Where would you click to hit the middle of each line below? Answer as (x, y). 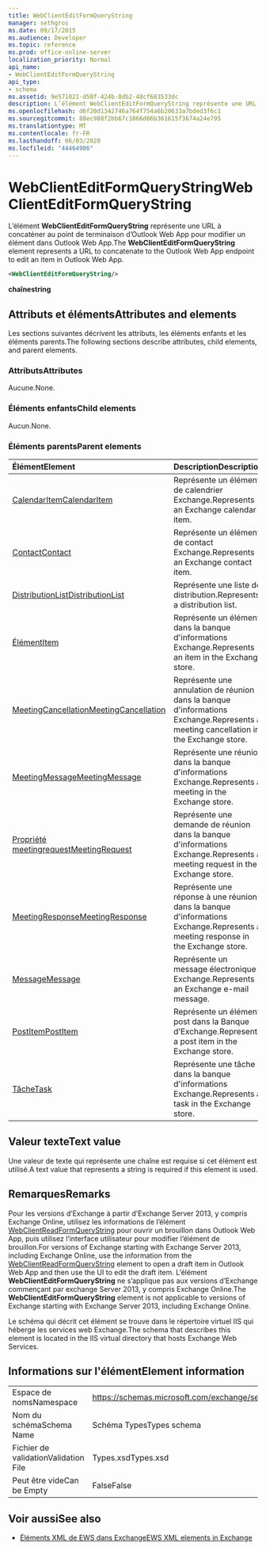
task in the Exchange (212, 1103)
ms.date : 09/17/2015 (42, 30)
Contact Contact (42, 552)
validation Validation (48, 1458)
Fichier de (31, 1448)
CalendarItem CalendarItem (63, 500)
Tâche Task (32, 1088)
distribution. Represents (217, 595)
